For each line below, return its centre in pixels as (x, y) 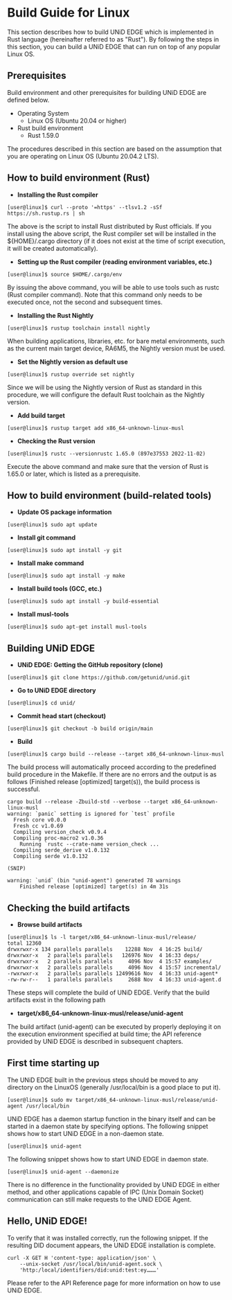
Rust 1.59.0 (43, 135)
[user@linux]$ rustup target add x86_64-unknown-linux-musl (96, 428)
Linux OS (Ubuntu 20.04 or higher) (77, 121)
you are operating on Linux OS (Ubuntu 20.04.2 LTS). (83, 156)
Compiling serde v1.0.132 (51, 857)
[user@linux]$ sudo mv (40, 1100)
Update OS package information (64, 512)
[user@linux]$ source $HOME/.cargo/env (65, 274)
